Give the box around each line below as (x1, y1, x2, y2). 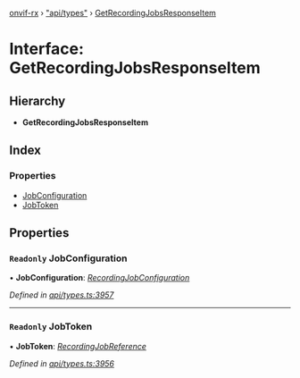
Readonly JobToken (9, 321, 93, 333)
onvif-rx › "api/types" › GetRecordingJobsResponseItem (9, 8, 217, 18)
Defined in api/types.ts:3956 (9, 357, 114, 369)
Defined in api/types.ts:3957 (9, 290, 114, 300)
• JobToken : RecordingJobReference (9, 340, 147, 351)
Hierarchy (9, 93, 66, 108)
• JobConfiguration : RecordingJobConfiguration (9, 273, 190, 283)
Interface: (9, 39, 85, 59)
